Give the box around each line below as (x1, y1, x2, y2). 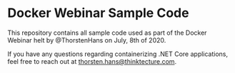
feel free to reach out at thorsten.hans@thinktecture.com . (7, 57, 177, 65)
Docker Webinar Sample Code (7, 5, 189, 21)
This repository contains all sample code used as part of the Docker (7, 28, 207, 37)
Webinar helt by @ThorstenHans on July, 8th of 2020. (7, 35, 166, 44)
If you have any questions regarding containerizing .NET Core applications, (7, 50, 229, 58)
